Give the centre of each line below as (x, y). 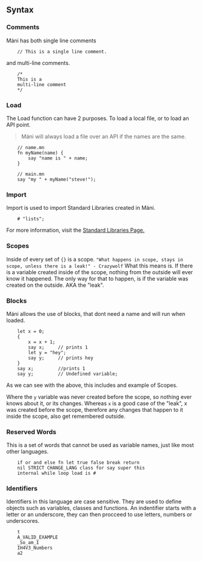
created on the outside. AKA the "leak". (55, 285)
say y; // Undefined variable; (68, 374)
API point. (19, 124)
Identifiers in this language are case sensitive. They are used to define (94, 502)
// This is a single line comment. (62, 52)
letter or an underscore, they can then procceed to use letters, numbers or (99, 514)
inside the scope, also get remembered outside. (66, 416)
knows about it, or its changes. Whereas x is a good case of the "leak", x (97, 403)
